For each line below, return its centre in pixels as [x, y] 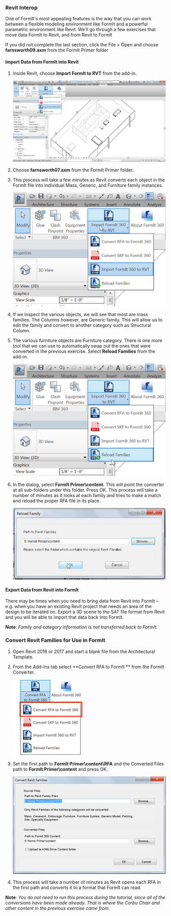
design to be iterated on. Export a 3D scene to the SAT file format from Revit [85, 612]
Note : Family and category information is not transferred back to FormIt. [81, 627]
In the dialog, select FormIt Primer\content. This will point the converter [88, 484]
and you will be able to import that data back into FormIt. [64, 617]
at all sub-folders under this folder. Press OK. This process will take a [85, 490]
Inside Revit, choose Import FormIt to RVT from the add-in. [75, 73]
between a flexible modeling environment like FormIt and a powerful [77, 24]
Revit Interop [22, 8]
